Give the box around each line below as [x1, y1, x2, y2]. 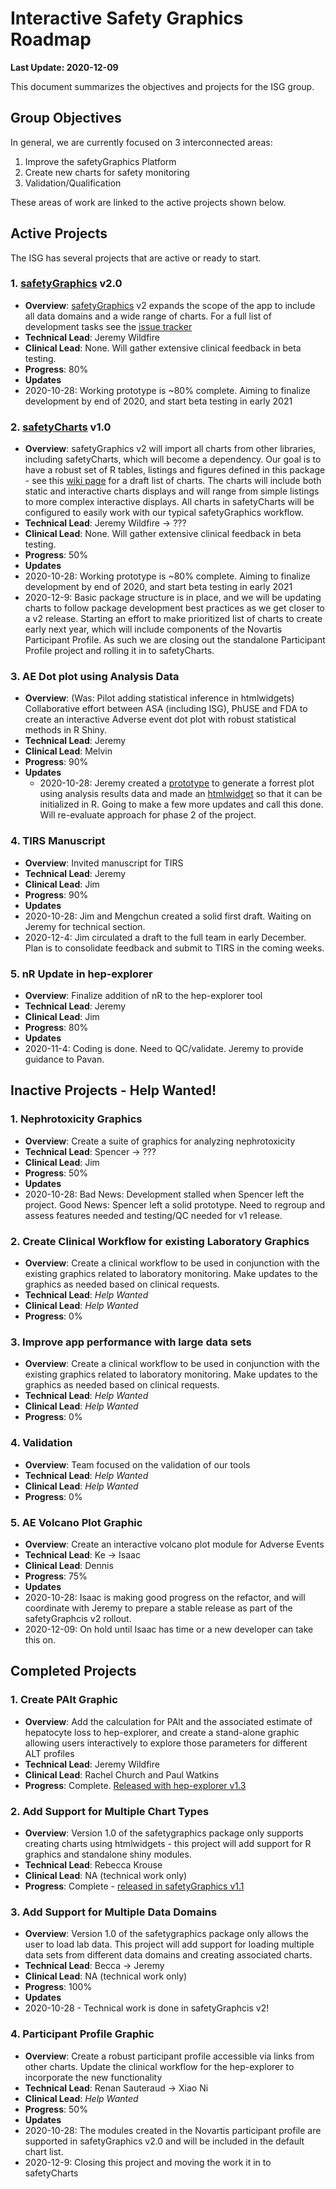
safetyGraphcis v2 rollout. [24, 1612, 132, 1624]
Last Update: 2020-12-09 [10, 61, 119, 73]
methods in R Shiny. [24, 724, 107, 736]
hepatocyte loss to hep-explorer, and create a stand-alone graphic [24, 1726, 300, 1738]
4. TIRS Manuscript [10, 834, 106, 848]
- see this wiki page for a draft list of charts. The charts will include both [24, 475, 322, 487]
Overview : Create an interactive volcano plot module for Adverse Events [24, 1538, 325, 1550]
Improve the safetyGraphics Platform [24, 155, 177, 167]
